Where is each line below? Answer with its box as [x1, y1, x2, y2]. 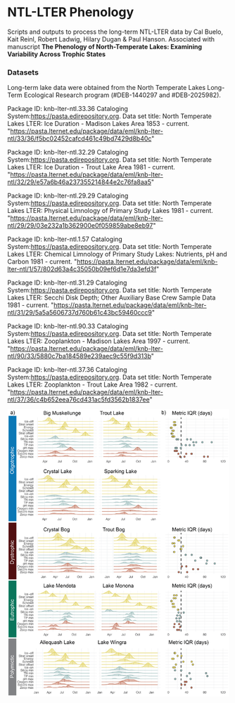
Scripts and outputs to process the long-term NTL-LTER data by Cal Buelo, [7, 27, 224, 36]
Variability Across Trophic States [7, 50, 106, 58]
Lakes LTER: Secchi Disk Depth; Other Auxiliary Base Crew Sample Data [7, 293, 216, 302]
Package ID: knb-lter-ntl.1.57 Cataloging [7, 235, 123, 243]
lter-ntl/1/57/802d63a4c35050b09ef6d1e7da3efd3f [7, 265, 157, 273]
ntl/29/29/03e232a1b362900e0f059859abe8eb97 [7, 221, 153, 230]
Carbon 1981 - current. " [7, 257, 77, 266]
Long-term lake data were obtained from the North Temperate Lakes [7, 84, 206, 92]
